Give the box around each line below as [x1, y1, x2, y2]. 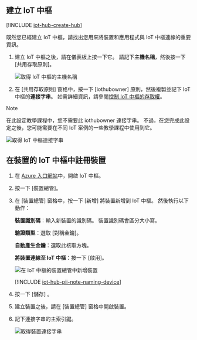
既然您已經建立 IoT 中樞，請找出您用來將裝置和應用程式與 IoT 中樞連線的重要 [6, 33, 191, 40]
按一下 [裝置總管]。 [14, 184, 62, 192]
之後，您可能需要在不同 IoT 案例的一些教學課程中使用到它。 [11, 124, 155, 131]
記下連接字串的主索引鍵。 [14, 315, 77, 322]
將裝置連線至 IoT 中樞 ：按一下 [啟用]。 [14, 254, 107, 261]
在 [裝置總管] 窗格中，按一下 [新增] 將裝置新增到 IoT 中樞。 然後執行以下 [14, 197, 189, 204]
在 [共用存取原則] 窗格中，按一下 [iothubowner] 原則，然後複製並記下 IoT [14, 86, 191, 93]
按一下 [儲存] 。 [14, 290, 53, 297]
